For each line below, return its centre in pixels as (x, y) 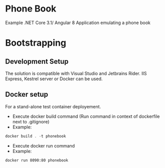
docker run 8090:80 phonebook (37, 160)
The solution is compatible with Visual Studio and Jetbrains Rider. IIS (76, 73)
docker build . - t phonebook (36, 136)
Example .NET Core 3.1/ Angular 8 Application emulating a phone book (78, 23)
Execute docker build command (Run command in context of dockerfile (86, 116)
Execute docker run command (44, 145)
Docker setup (27, 95)
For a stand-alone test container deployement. (53, 106)
